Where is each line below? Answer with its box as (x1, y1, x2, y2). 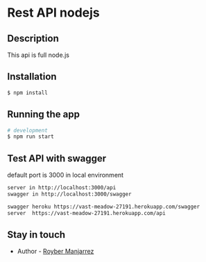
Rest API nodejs (7, 5, 101, 21)
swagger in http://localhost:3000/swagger (7, 191, 132, 198)
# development (7, 127, 49, 134)
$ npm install (7, 89, 49, 96)
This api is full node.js (7, 51, 69, 59)
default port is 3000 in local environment (7, 171, 123, 180)
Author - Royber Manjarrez (17, 247, 94, 256)
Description (7, 33, 59, 44)
